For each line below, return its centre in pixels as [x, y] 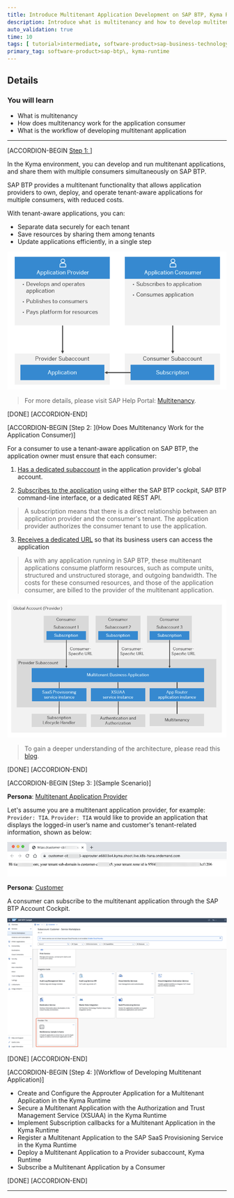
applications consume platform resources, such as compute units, [119, 567]
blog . [32, 756]
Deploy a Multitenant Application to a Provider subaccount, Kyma [111, 1152]
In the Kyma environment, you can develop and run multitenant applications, [116, 164]
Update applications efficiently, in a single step [84, 241]
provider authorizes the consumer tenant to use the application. [116, 525]
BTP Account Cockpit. [39, 909]
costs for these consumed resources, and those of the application [119, 583]
